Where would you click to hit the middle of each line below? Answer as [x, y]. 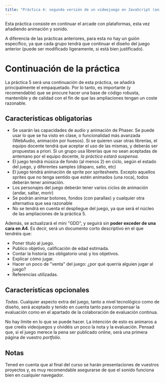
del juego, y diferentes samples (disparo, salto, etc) [64, 167]
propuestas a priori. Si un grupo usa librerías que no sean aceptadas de [85, 151]
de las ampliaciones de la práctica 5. [49, 214]
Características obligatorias [49, 118]
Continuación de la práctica [63, 68]
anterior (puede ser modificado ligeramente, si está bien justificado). [74, 49]
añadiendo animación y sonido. [37, 29]
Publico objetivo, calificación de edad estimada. [61, 248]
